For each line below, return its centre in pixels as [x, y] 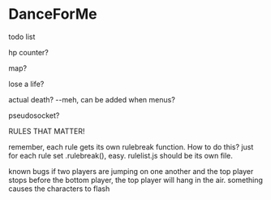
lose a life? [26, 84]
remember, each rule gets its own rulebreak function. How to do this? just [131, 146]
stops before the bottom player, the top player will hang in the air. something [136, 180]
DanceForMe [53, 14]
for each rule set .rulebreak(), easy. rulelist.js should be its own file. [121, 155]
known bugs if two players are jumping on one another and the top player [131, 171]
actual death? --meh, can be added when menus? [92, 99]
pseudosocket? [34, 115]
